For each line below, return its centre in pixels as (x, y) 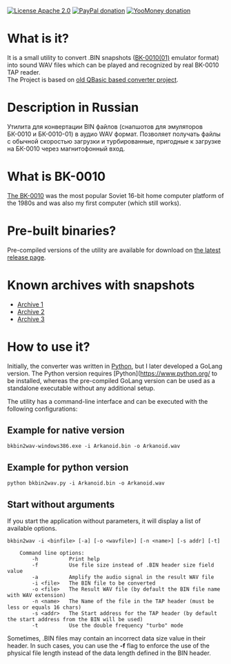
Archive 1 (30, 304)
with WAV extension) (37, 596)
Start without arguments (61, 504)
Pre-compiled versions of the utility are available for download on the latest (114, 250)
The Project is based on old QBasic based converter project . (93, 79)
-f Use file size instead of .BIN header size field (123, 565)
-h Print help (66, 559)
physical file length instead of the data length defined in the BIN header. (109, 653)
